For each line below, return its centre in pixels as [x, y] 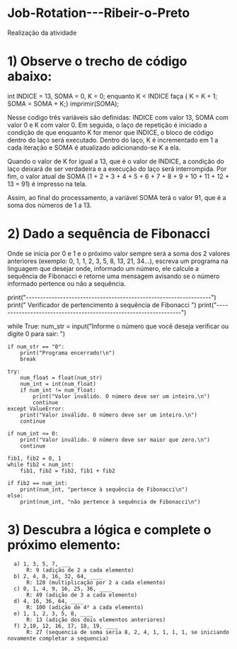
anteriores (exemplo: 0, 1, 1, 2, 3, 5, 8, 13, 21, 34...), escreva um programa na [118, 261]
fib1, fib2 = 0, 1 [34, 458]
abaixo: [30, 77]
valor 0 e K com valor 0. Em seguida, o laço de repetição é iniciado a [107, 125]
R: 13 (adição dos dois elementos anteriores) [96, 620]
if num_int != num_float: [58, 390]
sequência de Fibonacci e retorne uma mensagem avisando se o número [114, 276]
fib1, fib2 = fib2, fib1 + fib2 [68, 471]
